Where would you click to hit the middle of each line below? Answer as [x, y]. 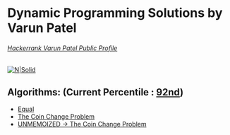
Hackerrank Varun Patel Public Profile [62, 48]
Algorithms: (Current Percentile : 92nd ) [96, 92]
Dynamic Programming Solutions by [115, 13]
